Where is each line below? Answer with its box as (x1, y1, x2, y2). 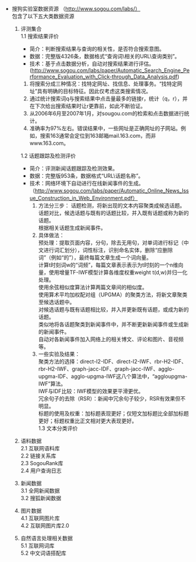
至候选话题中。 (38, 299, 75, 305)
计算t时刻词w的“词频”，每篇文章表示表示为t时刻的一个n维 (38, 261, 179, 269)
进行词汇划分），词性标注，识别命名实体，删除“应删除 (43, 247, 173, 254)
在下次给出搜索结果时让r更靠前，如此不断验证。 (29, 103, 146, 109)
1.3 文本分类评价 (38, 425, 78, 432)
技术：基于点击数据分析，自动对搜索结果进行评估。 (29, 60, 155, 67)
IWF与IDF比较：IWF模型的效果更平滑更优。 (38, 388, 144, 394)
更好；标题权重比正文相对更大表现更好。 (38, 418, 137, 424)
